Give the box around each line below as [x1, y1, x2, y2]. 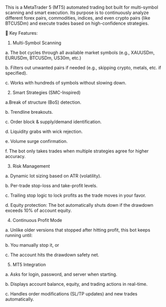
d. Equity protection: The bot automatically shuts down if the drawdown [5, 202, 153, 208]
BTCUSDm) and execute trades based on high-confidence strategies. [5, 20, 149, 26]
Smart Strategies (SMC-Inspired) [12, 90, 81, 95]
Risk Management [12, 163, 50, 169]
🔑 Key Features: [5, 30, 38, 36]
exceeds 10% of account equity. [5, 207, 72, 213]
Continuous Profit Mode [12, 217, 62, 223]
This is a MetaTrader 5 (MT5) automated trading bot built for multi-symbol [5, 5, 158, 10]
